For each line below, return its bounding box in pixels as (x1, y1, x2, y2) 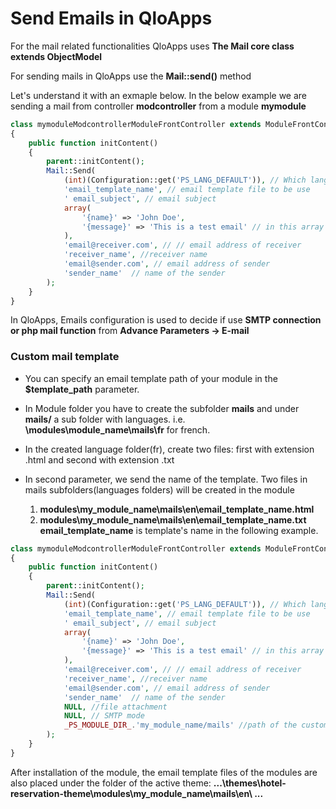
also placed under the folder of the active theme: (10, 777, 212, 789)
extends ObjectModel (10, 50, 103, 62)
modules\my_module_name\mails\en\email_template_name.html (39, 503, 315, 515)
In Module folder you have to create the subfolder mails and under (24, 402, 300, 414)
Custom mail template (10, 350, 120, 364)
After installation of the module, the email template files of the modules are (10, 766, 318, 778)
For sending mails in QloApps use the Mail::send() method (10, 70, 252, 82)
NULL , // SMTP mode (63, 711, 145, 721)
